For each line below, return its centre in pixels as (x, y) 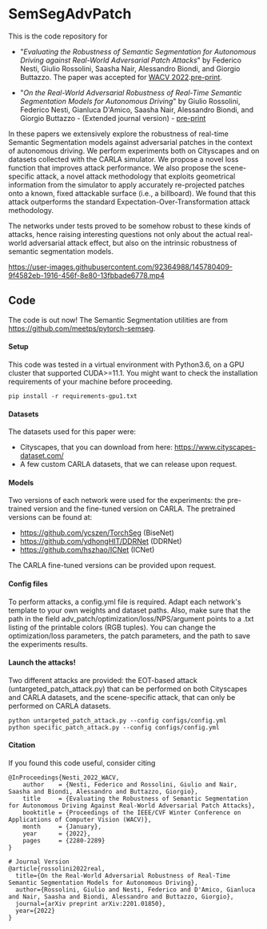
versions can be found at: (50, 517)
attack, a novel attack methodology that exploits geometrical (136, 176)
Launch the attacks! (42, 662)
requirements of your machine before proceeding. (91, 381)
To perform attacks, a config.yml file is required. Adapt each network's (125, 601)
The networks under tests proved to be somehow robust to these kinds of (130, 226)
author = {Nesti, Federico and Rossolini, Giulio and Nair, (130, 784)
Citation (22, 745)
